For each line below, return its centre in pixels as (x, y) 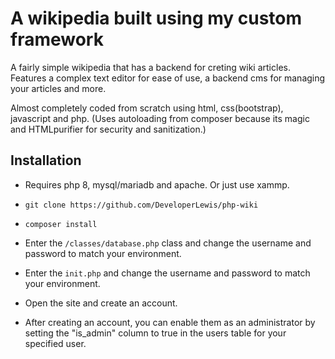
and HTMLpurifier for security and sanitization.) (108, 129)
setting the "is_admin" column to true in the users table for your (155, 333)
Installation (46, 160)
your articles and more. (58, 88)
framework (57, 39)
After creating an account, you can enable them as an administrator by (170, 322)
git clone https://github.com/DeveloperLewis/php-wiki (141, 205)
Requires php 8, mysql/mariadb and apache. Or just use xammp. (157, 184)
